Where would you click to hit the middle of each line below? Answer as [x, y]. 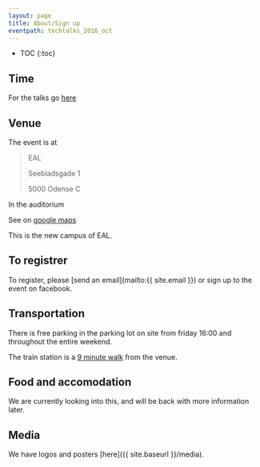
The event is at [33, 142]
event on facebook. [40, 288]
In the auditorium [36, 204]
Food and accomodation [70, 382]
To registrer [38, 261]
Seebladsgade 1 [54, 173]
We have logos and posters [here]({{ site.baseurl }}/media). [106, 454]
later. [17, 410]
